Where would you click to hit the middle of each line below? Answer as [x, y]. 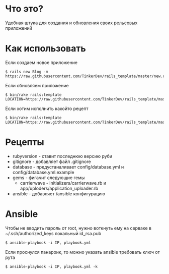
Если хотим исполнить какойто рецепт [47, 108]
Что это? [24, 9]
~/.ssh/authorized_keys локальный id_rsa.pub [53, 233]
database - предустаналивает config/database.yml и [68, 167]
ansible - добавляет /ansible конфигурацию [59, 194]
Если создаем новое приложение [41, 62]
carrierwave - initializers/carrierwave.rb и [63, 183]
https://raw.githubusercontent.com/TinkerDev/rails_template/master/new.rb [86, 76]
